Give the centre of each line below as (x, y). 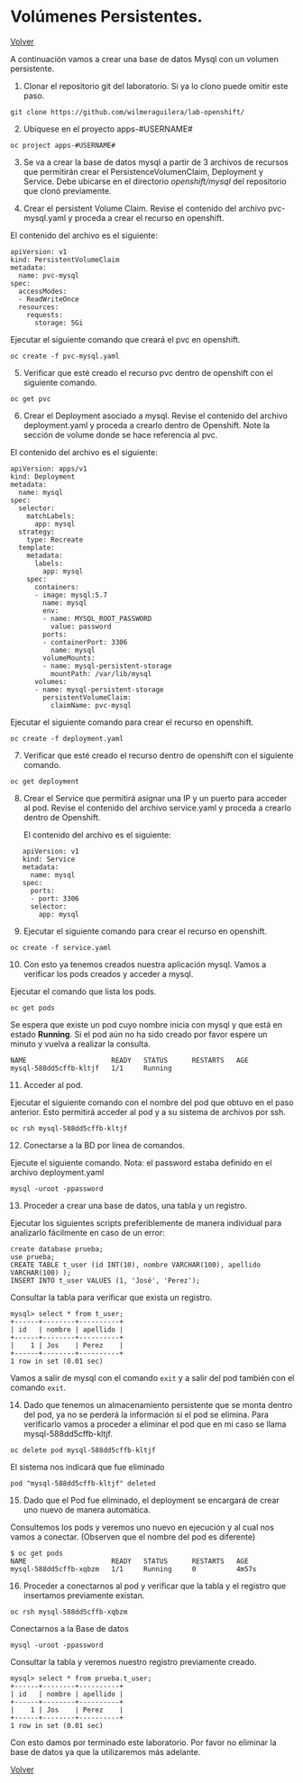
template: (37, 547)
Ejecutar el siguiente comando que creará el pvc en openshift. (125, 339)
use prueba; (32, 1257)
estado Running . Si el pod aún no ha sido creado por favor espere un (139, 1034)
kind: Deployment (43, 476)
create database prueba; (57, 1249)
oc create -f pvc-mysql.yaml (65, 356)
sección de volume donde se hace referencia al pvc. (120, 434)
